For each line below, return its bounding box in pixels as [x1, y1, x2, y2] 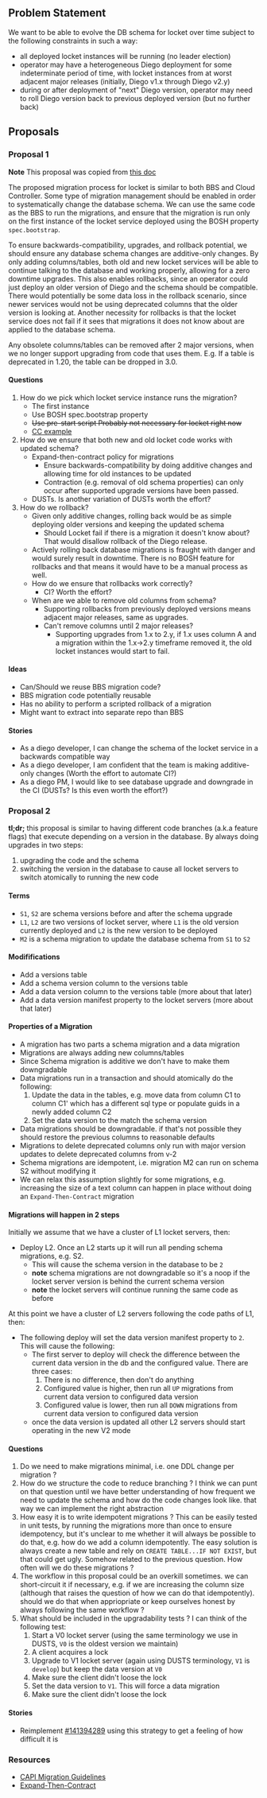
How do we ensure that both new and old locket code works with [19, 435, 233, 445]
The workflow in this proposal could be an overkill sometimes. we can [19, 1571, 249, 1581]
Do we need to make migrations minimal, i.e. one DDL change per [19, 1462, 234, 1471]
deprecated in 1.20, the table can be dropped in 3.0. [8, 357, 178, 367]
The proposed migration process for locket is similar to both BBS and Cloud [8, 182, 256, 192]
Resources [8, 1753, 51, 1765]
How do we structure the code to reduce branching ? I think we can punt [19, 1478, 257, 1488]
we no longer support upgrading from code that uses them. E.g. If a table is [8, 348, 255, 358]
